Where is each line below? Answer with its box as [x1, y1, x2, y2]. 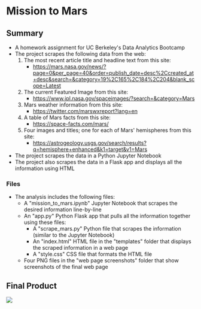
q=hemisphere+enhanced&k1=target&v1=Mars [32, 146, 148, 153]
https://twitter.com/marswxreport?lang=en [32, 108, 138, 114]
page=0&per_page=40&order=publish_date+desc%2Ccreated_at [32, 69, 194, 76]
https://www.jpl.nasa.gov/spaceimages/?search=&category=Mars [32, 95, 195, 102]
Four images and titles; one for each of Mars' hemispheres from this [23, 127, 191, 134]
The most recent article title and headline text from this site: [23, 57, 171, 63]
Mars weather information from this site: [23, 101, 123, 108]
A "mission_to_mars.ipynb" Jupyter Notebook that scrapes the [23, 199, 178, 207]
